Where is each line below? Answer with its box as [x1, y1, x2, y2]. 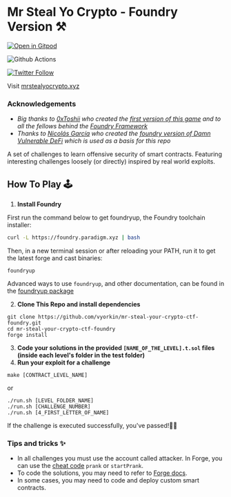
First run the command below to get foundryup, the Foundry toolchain [7, 213, 205, 222]
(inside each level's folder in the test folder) [17, 351, 145, 359]
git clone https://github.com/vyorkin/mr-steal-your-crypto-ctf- [7, 313, 199, 320]
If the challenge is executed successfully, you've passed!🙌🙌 [7, 421, 178, 429]
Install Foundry [17, 200, 62, 208]
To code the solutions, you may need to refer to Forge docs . [17, 469, 188, 477]
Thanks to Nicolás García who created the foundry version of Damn [17, 129, 211, 138]
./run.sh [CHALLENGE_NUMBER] [7, 403, 91, 410]
